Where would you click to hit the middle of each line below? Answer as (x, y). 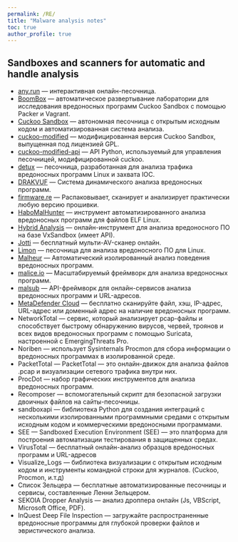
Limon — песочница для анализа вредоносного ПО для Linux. (112, 250)
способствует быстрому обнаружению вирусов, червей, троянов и (120, 326)
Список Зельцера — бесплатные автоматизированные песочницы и (122, 485)
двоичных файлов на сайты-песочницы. (79, 402)
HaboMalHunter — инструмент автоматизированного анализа (112, 213)
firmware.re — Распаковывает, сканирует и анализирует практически (124, 198)
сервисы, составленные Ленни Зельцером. (84, 493)
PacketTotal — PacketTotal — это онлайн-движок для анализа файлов (123, 364)
